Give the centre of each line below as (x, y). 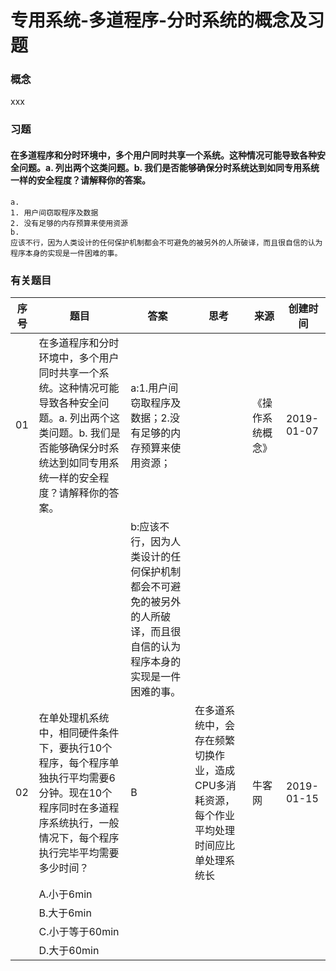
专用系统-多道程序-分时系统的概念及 (159, 20)
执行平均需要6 (82, 778)
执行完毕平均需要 (79, 853)
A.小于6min (65, 894)
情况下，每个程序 (79, 838)
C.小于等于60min (79, 931)
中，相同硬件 (69, 733)
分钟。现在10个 (75, 793)
